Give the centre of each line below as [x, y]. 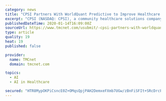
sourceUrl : [16, 28]
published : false [23, 46]
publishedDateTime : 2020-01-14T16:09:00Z [48, 23]
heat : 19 [14, 42]
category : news [21, 10]
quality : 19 [17, 37]
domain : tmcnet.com [30, 64]
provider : [15, 55]
